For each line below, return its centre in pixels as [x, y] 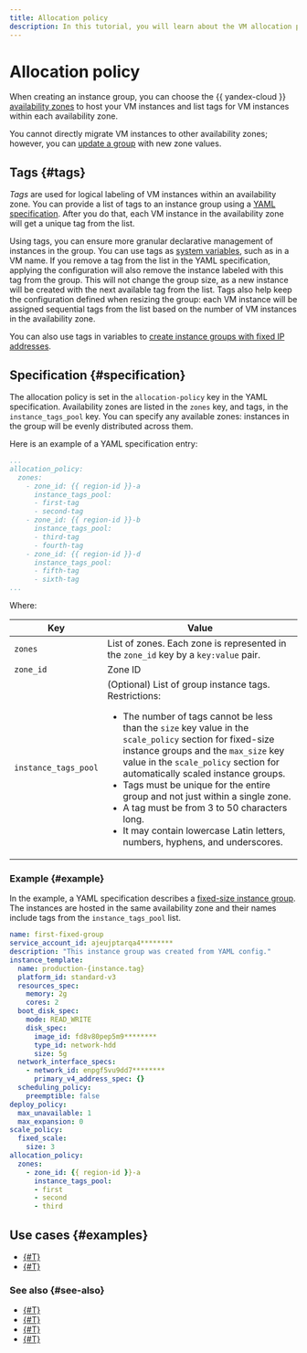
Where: [23, 606]
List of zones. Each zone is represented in [197, 643]
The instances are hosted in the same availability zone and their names [143, 908]
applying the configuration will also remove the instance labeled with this [147, 270]
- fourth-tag [58, 545]
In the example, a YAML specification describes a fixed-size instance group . [153, 898]
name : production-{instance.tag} [81, 968]
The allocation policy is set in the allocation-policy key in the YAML [138, 397]
